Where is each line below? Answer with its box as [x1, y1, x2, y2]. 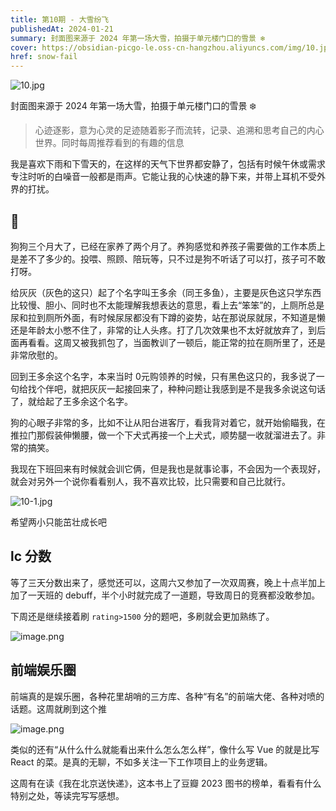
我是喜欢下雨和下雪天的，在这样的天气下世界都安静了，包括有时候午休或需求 [10, 158, 326, 170]
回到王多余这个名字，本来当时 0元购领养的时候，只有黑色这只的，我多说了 [10, 370, 317, 382]
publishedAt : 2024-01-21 [10, 24, 114, 34]
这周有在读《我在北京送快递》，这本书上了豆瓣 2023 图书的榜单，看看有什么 [10, 777, 322, 789]
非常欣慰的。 [10, 349, 63, 361]
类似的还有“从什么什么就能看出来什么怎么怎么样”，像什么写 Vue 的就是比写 [10, 743, 320, 755]
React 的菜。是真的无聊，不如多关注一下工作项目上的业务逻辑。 [10, 756, 273, 768]
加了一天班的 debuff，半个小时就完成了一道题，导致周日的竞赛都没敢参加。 [10, 589, 321, 601]
